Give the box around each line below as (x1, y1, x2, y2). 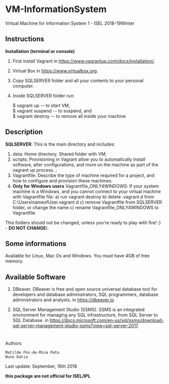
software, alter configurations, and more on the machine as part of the (12, 161, 158, 167)
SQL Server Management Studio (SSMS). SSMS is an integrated (12, 306, 145, 313)
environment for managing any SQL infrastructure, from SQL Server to (12, 312, 158, 318)
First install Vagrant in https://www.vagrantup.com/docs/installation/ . (12, 58, 155, 64)
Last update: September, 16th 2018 (5, 363, 77, 369)
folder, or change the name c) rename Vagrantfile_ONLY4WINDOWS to (12, 204, 159, 210)
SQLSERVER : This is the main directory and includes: (5, 141, 116, 147)
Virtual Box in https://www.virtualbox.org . (12, 68, 98, 74)
